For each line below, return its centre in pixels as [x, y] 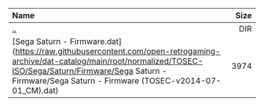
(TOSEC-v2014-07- [181, 80]
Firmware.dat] [95, 41]
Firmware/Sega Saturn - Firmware [76, 80]
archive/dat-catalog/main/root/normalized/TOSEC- [108, 61]
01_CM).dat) [35, 91]
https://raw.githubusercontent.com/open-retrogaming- [118, 51]
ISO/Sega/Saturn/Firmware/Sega [73, 71]
